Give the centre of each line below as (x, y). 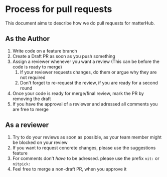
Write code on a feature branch (45, 50)
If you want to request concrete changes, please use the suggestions (84, 147)
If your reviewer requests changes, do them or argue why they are (88, 72)
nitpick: (22, 164)
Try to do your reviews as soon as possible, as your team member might (87, 137)
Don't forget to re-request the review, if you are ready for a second (89, 82)
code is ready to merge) (37, 66)
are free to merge (31, 109)
